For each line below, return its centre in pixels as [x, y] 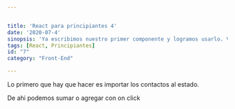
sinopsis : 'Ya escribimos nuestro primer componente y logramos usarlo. [115, 39]
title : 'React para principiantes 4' [62, 26]
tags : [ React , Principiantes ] [51, 45]
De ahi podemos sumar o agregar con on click [74, 98]
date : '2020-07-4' [34, 32]
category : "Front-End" [40, 59]
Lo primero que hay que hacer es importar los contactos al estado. [103, 84]
